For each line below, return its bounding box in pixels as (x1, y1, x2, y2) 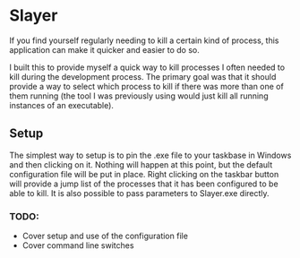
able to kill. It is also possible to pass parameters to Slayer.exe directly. (9, 187, 270, 198)
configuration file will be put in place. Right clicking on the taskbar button (9, 168, 279, 179)
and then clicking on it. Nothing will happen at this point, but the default (9, 159, 273, 170)
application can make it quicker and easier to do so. (9, 44, 200, 55)
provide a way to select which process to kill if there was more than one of (9, 81, 284, 91)
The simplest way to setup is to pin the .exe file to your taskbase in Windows (9, 150, 292, 160)
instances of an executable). (9, 99, 115, 110)
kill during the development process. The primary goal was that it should (9, 71, 277, 82)
